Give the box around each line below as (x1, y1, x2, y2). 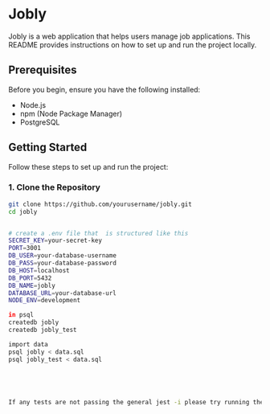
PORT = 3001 (8, 244, 42, 252)
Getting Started (8, 141, 88, 154)
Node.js (19, 100, 47, 109)
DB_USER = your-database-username (8, 252, 117, 260)
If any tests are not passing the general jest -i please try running (8, 398, 250, 406)
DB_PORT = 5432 (8, 274, 52, 282)
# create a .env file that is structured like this (8, 229, 189, 237)
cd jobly (8, 207, 38, 215)
